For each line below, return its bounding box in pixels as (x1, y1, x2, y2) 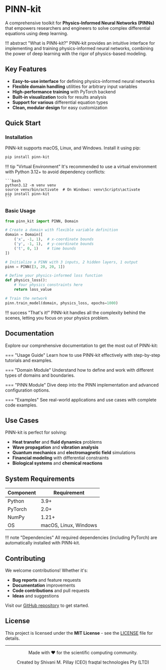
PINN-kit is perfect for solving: (5, 429, 67, 435)
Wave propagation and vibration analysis (12, 444, 99, 450)
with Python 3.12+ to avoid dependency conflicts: (5, 169, 105, 175)
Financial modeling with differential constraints (12, 455, 109, 461)
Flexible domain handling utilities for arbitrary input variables (12, 83, 137, 89)
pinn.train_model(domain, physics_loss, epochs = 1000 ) (5, 300, 119, 306)
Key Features (5, 65, 47, 73)
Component (7, 489, 36, 496)
